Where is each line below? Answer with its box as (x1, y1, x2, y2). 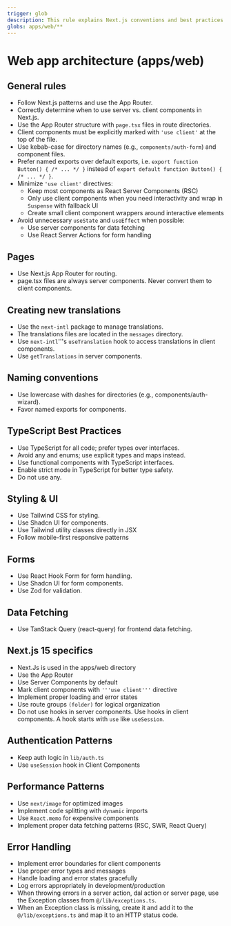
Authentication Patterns (7, 735, 113, 747)
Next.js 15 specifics (7, 645, 93, 657)
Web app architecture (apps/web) (7, 53, 205, 69)
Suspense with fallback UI (27, 201, 99, 210)
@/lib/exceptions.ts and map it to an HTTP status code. (17, 911, 179, 919)
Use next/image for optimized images (17, 799, 123, 807)
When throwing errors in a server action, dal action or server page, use (17, 889, 219, 897)
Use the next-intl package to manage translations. (17, 323, 164, 331)
